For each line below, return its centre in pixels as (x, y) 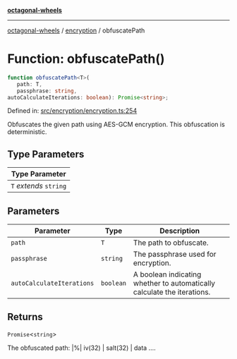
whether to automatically (174, 284)
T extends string (39, 186)
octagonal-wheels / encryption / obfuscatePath (76, 30)
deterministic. (27, 132)
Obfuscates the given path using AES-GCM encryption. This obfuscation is (116, 124)
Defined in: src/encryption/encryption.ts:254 (72, 111)
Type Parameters (46, 154)
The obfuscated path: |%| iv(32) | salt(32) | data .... (82, 348)
